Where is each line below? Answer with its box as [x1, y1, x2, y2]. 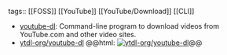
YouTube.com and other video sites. [19, 30, 137, 39]
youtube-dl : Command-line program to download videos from [19, 22, 220, 30]
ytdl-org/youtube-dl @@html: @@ [19, 38, 203, 47]
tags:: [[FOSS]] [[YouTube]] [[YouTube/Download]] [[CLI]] [8, 7, 195, 15]
